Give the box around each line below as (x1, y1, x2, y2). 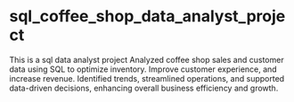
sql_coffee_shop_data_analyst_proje (9, 6, 286, 27)
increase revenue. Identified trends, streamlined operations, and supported (9, 73, 285, 83)
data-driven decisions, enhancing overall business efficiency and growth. (9, 82, 279, 93)
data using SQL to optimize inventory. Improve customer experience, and (9, 64, 278, 75)
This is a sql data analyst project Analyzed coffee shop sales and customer (9, 54, 284, 65)
